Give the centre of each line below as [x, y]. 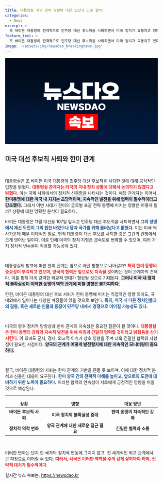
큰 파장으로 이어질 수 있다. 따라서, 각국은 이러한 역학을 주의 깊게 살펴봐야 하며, [78, 459]
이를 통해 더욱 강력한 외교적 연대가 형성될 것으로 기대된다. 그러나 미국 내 [79, 278]
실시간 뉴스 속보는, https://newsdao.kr [42, 475]
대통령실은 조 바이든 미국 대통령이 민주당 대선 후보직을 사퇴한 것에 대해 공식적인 [80, 181]
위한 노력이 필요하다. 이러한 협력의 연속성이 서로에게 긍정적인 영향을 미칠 [86, 382]
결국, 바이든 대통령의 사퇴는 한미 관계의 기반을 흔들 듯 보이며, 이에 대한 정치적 [78, 370]
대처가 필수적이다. [31, 465]
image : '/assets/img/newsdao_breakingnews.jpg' [54, 46]
